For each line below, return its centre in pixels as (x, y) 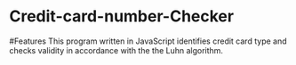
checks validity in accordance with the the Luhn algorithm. (116, 50)
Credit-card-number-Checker (121, 16)
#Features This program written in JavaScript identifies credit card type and (148, 41)
